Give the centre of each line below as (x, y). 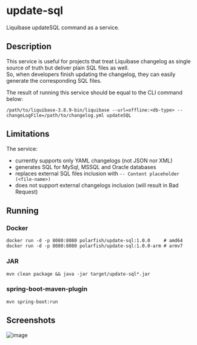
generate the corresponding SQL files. (54, 80)
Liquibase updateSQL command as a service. (63, 27)
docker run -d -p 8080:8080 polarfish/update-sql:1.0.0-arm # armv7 (95, 246)
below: (15, 99)
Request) (26, 192)
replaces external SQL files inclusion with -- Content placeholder (97, 173)
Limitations (28, 134)
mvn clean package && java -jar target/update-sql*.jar (78, 274)
